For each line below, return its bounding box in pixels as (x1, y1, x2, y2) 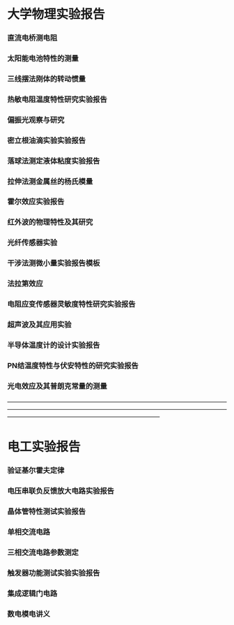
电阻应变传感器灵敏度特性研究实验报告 (7, 300, 136, 309)
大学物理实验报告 (7, 6, 106, 22)
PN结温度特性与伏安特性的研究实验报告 (7, 360, 139, 370)
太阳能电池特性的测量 (7, 54, 79, 64)
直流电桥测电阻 (7, 33, 58, 43)
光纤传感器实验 (7, 238, 58, 248)
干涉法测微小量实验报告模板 (7, 258, 100, 268)
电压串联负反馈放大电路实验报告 (7, 486, 115, 496)
